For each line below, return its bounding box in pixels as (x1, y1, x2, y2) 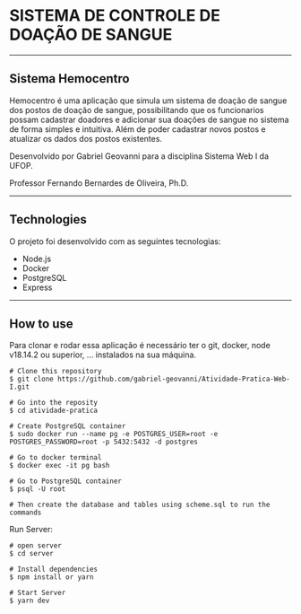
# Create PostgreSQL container (9, 422, 126, 431)
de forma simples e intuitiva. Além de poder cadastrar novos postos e (9, 123, 266, 135)
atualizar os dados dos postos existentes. (9, 133, 163, 144)
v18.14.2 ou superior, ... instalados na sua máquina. (9, 349, 197, 360)
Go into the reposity (17, 399, 99, 408)
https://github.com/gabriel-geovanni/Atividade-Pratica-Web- (56, 374, 291, 384)
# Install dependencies (9, 565, 99, 575)
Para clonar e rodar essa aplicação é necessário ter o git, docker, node (9, 340, 271, 351)
